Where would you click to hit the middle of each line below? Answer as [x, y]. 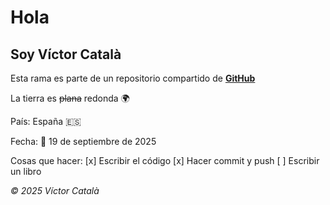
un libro [26, 171]
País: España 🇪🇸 [46, 121]
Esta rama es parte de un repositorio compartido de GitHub [133, 78]
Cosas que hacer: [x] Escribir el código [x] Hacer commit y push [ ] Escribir [165, 160]
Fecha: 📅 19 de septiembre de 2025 [83, 141]
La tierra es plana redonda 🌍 [70, 98]
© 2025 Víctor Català [55, 190]
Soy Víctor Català [66, 54]
